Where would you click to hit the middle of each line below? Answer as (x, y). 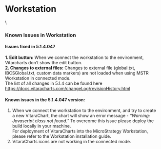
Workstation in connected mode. (38, 78)
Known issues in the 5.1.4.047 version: (45, 100)
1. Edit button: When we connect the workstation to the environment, (74, 57)
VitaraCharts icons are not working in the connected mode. (71, 142)
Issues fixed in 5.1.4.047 (30, 47)
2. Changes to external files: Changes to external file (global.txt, (70, 68)
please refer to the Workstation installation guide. (61, 136)
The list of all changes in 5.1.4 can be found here (54, 83)
